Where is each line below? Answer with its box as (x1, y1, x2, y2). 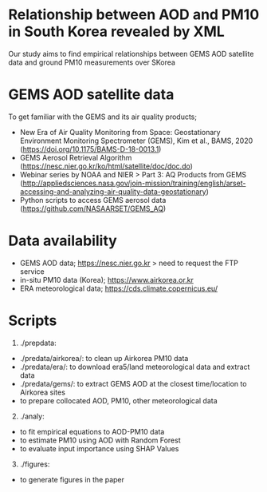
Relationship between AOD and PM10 (8, 6, 260, 24)
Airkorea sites (19, 387, 66, 397)
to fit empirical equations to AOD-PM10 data (19, 427, 165, 436)
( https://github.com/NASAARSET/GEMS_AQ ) (19, 204, 167, 213)
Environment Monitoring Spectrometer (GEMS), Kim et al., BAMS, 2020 (19, 136, 253, 145)
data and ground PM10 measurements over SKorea (8, 58, 175, 67)
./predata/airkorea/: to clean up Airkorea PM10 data (19, 353, 189, 363)
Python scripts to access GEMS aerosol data (19, 195, 167, 204)
